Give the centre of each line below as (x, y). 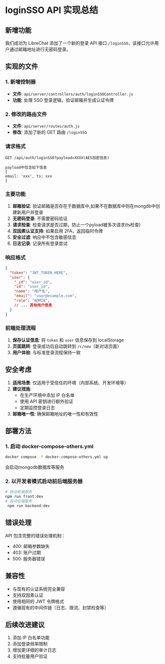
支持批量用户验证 (30, 657)
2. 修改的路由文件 (26, 114)
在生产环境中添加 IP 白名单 (47, 395)
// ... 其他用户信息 (33, 305)
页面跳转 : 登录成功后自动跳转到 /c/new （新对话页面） (67, 346)
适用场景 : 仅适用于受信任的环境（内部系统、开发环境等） (70, 382)
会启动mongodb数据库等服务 (35, 467)
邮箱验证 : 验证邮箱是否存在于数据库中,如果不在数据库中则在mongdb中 (84, 206)
